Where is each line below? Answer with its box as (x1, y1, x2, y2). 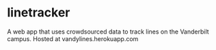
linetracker (7, 5, 70, 21)
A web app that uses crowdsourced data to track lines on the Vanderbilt (7, 27, 210, 36)
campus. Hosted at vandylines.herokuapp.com (7, 34, 139, 42)
